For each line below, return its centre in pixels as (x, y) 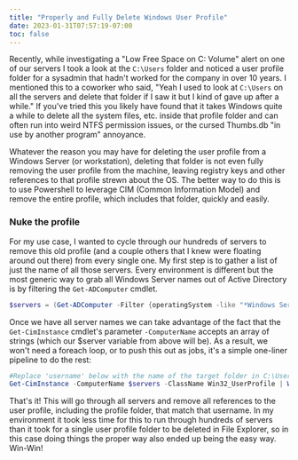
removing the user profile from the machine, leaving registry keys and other (147, 171)
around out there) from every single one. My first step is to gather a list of (143, 260)
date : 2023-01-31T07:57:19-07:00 (71, 26)
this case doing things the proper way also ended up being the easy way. (143, 439)
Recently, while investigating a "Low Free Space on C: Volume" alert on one (147, 59)
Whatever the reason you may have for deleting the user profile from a (138, 152)
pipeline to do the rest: (50, 360)
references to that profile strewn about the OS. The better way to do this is (145, 180)
